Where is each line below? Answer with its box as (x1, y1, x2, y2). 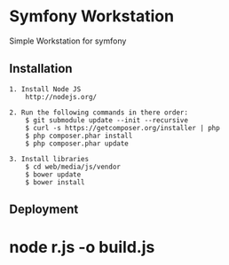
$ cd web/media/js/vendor (25, 162, 122, 171)
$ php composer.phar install (25, 131, 133, 140)
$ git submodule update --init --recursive (25, 115, 189, 125)
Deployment (9, 202, 79, 217)
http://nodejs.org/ (25, 92, 98, 101)
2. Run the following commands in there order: (9, 108, 189, 117)
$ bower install (25, 177, 86, 187)
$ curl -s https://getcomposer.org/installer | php (25, 123, 220, 132)
